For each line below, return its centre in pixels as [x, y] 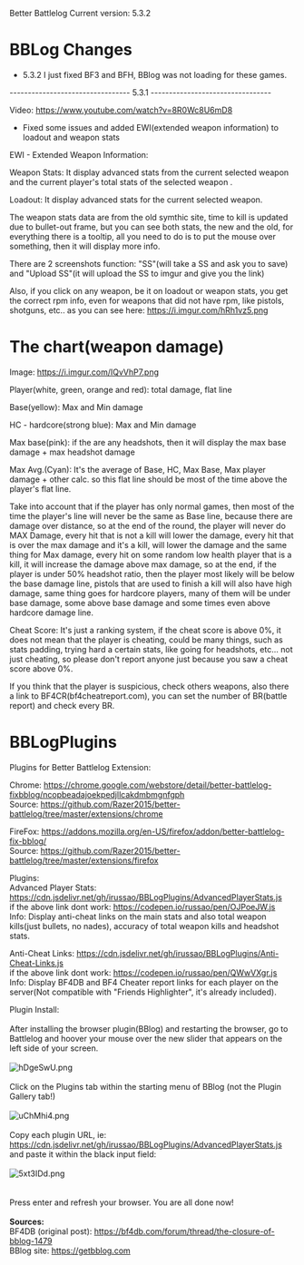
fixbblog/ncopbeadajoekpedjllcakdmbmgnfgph [97, 794]
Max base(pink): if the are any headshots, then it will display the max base [148, 442]
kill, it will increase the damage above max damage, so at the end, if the [143, 564]
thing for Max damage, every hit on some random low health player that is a [151, 554]
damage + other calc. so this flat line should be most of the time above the [148, 479]
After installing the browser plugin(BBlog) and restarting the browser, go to [149, 1028]
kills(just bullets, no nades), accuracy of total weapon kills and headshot [144, 926]
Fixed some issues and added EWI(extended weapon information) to [151, 127]
